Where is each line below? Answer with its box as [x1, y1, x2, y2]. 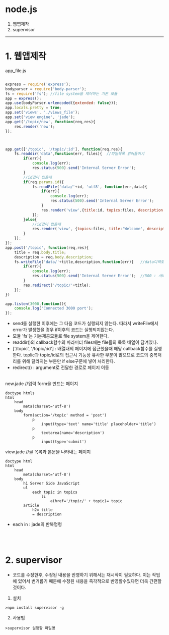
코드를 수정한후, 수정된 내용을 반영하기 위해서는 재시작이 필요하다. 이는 [12, 572, 151, 578]
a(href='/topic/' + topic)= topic [50, 499, 123, 504]
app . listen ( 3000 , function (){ [5, 301, 66, 306]
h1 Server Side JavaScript [23, 481, 80, 486]
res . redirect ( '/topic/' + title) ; [23, 283, 92, 288]
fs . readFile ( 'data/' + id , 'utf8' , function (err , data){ [32, 184, 147, 189]
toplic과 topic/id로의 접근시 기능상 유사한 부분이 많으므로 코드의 [23, 352, 148, 358]
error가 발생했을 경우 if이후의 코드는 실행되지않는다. [12, 327, 115, 333]
